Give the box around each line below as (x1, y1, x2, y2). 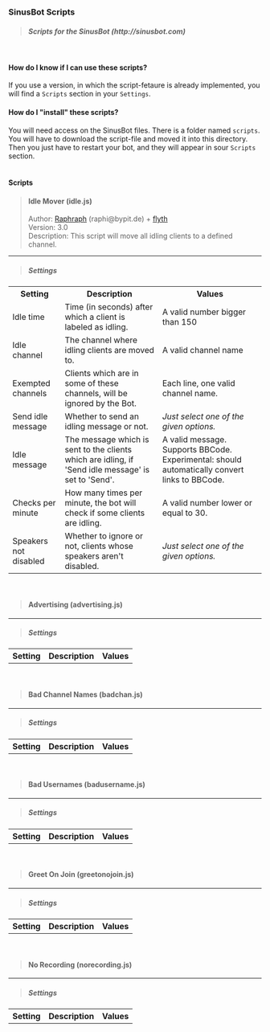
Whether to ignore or (64, 530, 143, 542)
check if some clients (64, 507, 145, 518)
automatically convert (162, 465, 244, 476)
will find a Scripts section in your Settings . (8, 89, 151, 99)
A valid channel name (162, 345, 243, 356)
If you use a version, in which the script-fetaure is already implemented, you (8, 80, 260, 90)
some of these (64, 378, 119, 389)
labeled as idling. (64, 321, 129, 333)
